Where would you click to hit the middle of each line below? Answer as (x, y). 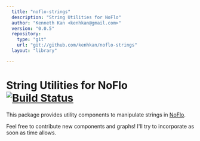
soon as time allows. (31, 133)
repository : (27, 34)
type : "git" (32, 39)
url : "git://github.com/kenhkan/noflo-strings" (77, 45)
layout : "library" (35, 51)
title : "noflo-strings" (41, 12)
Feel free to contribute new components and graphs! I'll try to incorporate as (100, 126)
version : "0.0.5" (33, 28)
